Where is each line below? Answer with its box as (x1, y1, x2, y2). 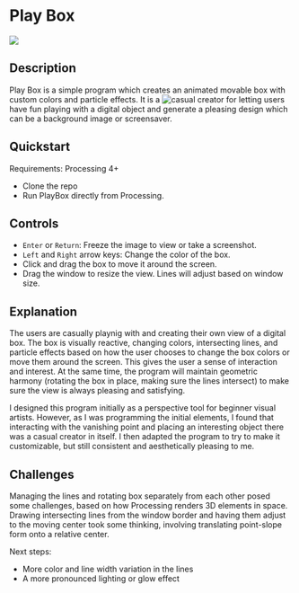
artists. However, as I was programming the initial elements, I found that (9, 412, 274, 423)
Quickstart (9, 139, 71, 155)
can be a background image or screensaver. (9, 113, 172, 124)
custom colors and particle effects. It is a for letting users (9, 93, 286, 104)
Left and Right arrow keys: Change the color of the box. (22, 249, 231, 261)
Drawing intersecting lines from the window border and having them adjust (9, 509, 286, 520)
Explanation (9, 304, 78, 319)
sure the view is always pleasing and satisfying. (9, 385, 186, 396)
